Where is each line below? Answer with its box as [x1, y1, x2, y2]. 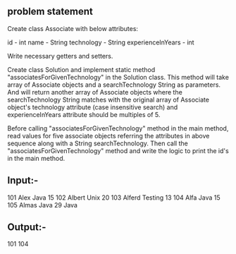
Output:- [7, 222, 46, 234]
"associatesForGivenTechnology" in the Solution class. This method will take [7, 73, 229, 81]
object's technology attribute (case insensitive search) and [7, 102, 178, 111]
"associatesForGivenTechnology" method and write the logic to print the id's [7, 146, 229, 155]
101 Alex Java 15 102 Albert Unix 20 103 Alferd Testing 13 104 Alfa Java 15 [7, 193, 221, 202]
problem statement [7, 6, 93, 18]
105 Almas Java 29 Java [7, 200, 77, 209]
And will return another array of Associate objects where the [7, 87, 183, 96]
